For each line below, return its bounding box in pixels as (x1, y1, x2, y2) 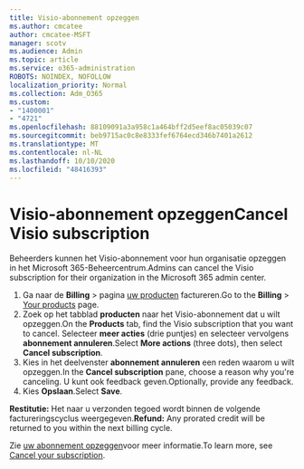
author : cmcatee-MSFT (9, 30, 91, 39)
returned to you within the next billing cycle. (9, 423, 174, 434)
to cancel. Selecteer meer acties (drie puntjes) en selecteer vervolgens (22, 328, 290, 340)
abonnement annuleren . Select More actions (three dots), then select (22, 338, 283, 349)
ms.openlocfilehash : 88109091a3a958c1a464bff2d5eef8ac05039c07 (9, 123, 253, 132)
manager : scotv (9, 38, 67, 48)
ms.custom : (9, 97, 51, 107)
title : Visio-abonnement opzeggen (9, 13, 140, 23)
